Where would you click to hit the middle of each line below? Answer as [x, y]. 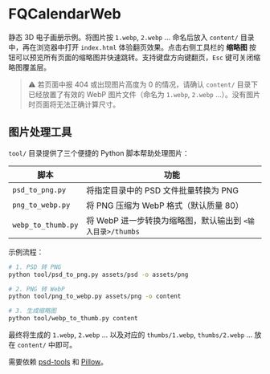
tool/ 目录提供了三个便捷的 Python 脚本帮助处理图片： [99, 152]
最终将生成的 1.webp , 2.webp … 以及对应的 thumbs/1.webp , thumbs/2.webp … [131, 335]
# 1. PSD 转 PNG [35, 267]
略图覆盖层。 [29, 67]
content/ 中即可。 [47, 345]
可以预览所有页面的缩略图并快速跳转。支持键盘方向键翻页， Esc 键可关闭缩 [138, 57]
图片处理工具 [40, 132]
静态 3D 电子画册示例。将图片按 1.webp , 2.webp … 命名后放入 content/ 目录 [131, 37]
